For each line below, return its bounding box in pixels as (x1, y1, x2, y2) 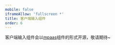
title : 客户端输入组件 (5, 16, 46, 21)
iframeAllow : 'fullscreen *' (5, 12, 64, 16)
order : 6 (5, 20, 23, 26)
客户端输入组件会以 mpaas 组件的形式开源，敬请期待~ (5, 34, 111, 40)
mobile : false (5, 7, 34, 12)
